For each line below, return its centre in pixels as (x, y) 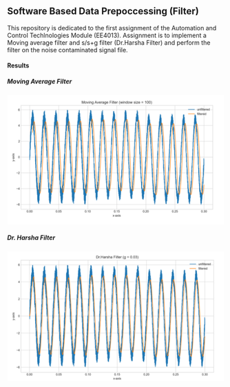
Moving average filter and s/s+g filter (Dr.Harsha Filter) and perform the (109, 42)
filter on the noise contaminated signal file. (68, 50)
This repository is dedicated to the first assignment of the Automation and (112, 28)
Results (18, 65)
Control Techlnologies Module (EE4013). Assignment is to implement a (107, 35)
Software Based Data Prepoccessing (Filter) (103, 11)
